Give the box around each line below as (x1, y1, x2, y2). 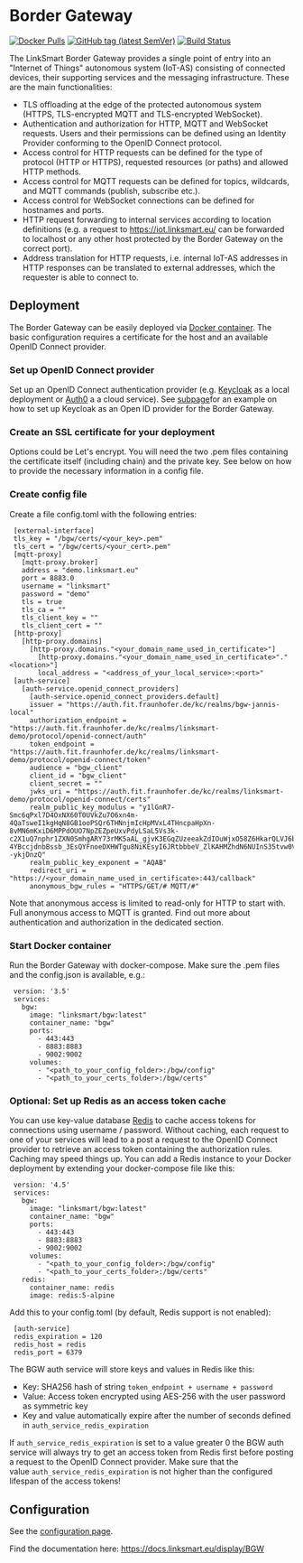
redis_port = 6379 (13, 1348, 83, 1357)
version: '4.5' (13, 1180, 70, 1190)
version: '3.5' (13, 986, 70, 996)
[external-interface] (13, 526, 95, 535)
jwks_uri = (29, 786, 70, 795)
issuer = (29, 700, 63, 709)
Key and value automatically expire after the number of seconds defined (22, 1410, 291, 1421)
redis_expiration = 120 (13, 1333, 103, 1342)
